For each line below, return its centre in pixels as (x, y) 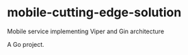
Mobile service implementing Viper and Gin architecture (86, 31)
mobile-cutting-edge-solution (94, 13)
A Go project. (26, 44)
